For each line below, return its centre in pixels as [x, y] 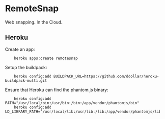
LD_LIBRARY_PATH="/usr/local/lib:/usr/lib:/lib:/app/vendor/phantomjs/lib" [84, 111]
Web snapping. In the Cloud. [34, 22]
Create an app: [20, 49]
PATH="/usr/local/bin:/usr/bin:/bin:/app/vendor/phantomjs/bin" [72, 103]
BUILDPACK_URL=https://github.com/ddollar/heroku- [106, 76]
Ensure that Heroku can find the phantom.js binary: [57, 90]
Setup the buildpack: [26, 67]
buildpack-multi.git [26, 81]
